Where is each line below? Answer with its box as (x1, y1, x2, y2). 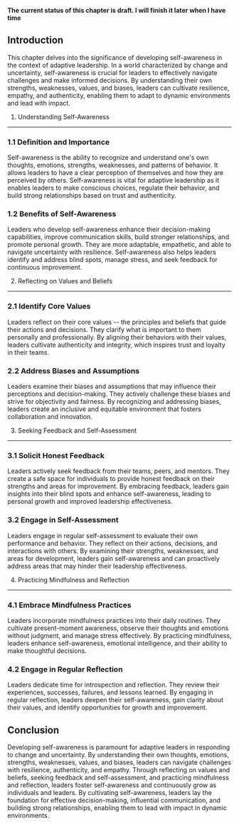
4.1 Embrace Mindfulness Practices (7, 599, 132, 609)
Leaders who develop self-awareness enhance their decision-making (7, 225, 211, 234)
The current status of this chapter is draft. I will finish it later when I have (7, 6, 226, 14)
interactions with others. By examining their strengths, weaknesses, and (7, 546, 218, 555)
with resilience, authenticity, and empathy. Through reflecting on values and (7, 766, 230, 774)
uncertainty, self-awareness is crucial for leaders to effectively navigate (7, 68, 218, 77)
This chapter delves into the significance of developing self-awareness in (7, 53, 223, 61)
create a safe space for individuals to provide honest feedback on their (7, 475, 215, 483)
